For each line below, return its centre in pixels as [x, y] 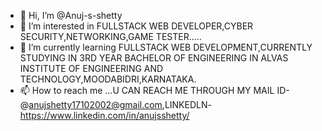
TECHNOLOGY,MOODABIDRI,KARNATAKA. [108, 79]
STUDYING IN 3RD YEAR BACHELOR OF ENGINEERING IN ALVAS [154, 58]
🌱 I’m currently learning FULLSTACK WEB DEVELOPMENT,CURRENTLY [166, 47]
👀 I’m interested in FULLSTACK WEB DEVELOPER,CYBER [136, 26]
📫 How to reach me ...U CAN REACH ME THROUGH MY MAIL [147, 90]
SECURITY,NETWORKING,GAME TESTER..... [110, 36]
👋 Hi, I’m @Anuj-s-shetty [71, 15]
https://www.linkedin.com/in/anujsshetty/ [104, 115]
